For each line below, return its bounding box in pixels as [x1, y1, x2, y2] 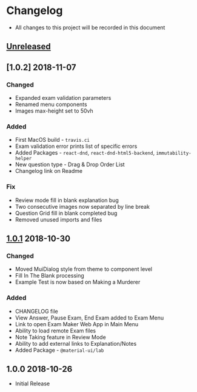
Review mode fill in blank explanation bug [15, 196, 119, 204]
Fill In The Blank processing [15, 272, 85, 279]
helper [15, 156, 32, 162]
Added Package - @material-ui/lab [15, 346, 104, 354]
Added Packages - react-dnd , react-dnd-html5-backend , [15, 149, 155, 156]
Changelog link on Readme [15, 167, 83, 175]
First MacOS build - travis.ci [15, 136, 90, 144]
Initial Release [15, 380, 50, 387]
